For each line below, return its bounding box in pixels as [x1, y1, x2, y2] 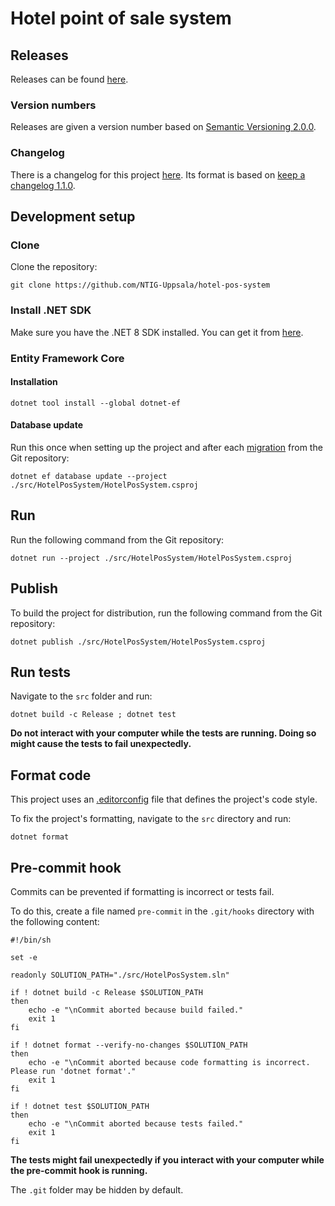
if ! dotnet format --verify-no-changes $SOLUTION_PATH [10, 1040, 248, 1050]
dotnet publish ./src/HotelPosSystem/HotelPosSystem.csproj [10, 637, 267, 647]
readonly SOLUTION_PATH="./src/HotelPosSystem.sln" [10, 970, 230, 980]
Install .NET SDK [10, 303, 92, 317]
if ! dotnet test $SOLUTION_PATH [10, 1101, 150, 1111]
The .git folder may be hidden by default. [10, 1183, 184, 1196]
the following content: [10, 915, 100, 927]
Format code [10, 767, 92, 784]
